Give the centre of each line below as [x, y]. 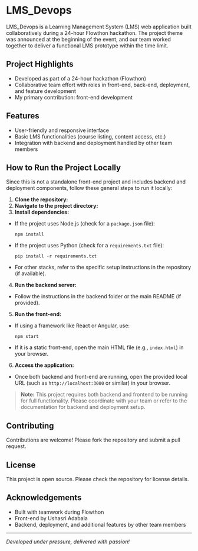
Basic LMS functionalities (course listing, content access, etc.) [90, 136]
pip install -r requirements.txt [56, 256]
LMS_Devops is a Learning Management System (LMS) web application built [99, 27]
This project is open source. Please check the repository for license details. [98, 479]
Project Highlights [40, 64]
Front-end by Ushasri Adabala [51, 518]
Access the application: [44, 365]
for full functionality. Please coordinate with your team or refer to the [104, 401]
